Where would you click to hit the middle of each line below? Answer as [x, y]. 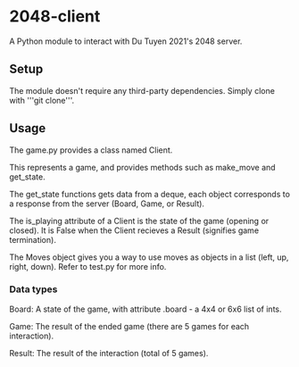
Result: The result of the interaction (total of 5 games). [109, 353]
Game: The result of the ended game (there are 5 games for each [129, 326]
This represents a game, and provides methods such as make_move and [142, 167]
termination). [33, 239]
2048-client [55, 17]
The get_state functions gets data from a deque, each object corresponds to [149, 194]
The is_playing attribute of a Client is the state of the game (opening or [139, 221]
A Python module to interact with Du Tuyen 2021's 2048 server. [126, 41]
